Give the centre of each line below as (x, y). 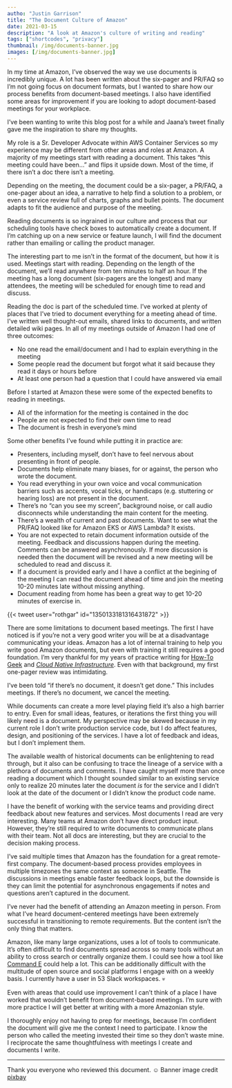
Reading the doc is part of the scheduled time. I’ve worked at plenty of (107, 306)
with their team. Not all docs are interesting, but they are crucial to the (106, 835)
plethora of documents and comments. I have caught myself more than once (116, 771)
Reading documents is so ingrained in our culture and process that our (107, 221)
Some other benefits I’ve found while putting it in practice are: (95, 440)
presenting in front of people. (59, 461)
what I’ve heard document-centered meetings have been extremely (103, 914)
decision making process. (44, 843)
